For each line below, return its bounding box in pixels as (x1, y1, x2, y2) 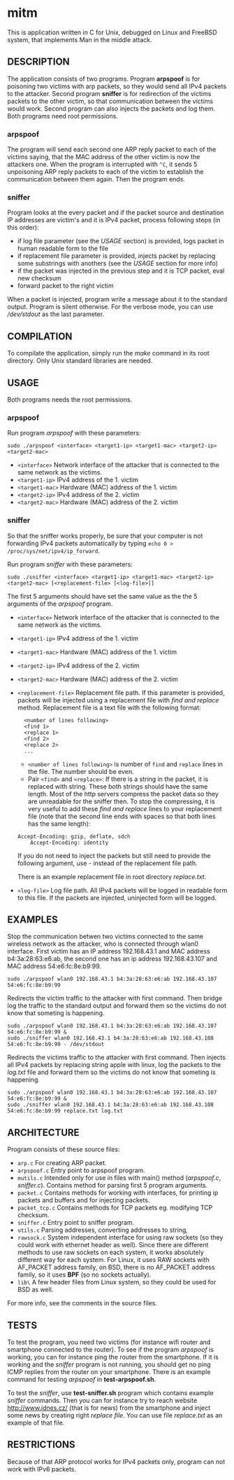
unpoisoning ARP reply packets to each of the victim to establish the (7, 168, 204, 176)
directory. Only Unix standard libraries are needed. (7, 356, 153, 365)
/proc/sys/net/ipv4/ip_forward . (7, 546, 100, 555)
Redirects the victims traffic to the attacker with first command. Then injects (7, 1053, 226, 1061)
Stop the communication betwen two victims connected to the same (7, 932, 204, 941)
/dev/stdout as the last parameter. (7, 310, 105, 318)
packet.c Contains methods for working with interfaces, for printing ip (17, 1188, 219, 1197)
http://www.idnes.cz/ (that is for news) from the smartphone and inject (7, 1404, 211, 1412)
